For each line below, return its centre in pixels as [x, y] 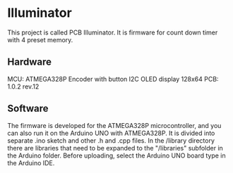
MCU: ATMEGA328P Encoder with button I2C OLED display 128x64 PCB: [113, 79]
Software [28, 109]
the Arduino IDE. [31, 162]
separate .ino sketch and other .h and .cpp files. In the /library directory [111, 140]
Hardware [29, 62]
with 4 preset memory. [40, 39]
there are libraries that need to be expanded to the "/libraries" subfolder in [115, 148]
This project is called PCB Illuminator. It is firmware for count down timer [113, 32]
